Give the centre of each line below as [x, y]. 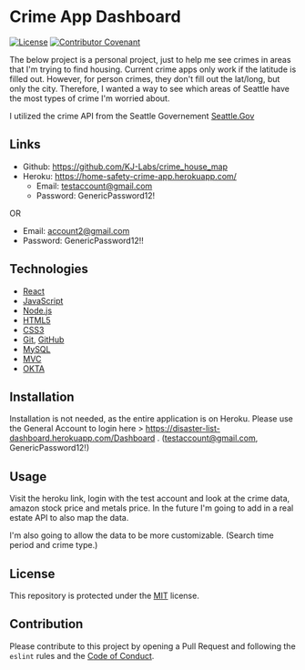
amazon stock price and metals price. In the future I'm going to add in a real [152, 508]
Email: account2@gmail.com [76, 230]
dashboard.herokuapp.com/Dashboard [82, 438]
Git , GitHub [43, 340]
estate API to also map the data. [69, 518]
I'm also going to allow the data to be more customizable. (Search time [142, 535]
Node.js [37, 310]
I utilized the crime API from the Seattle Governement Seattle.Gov [132, 116]
